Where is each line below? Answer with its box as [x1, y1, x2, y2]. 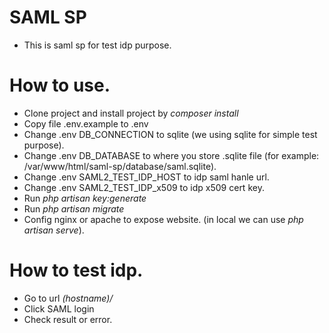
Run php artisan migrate [23, 202, 125, 215]
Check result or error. [23, 313, 113, 325]
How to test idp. [9, 259, 144, 282]
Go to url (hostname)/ [23, 292, 114, 304]
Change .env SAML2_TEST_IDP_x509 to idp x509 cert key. [23, 181, 265, 193]
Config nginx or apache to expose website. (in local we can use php [23, 213, 304, 225]
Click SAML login [23, 302, 95, 315]
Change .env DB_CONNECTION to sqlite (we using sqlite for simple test [23, 128, 318, 140]
